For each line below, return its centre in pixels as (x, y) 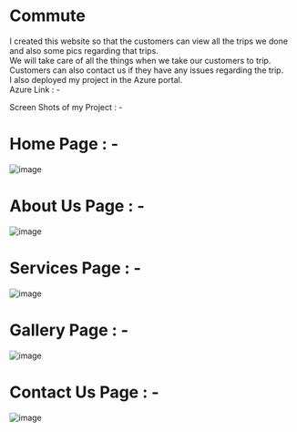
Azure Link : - (35, 89)
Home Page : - (64, 144)
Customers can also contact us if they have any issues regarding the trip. (147, 70)
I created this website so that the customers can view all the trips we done (149, 41)
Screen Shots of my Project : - (66, 107)
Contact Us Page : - (84, 392)
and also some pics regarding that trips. (84, 50)
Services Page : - (75, 268)
